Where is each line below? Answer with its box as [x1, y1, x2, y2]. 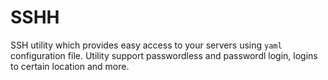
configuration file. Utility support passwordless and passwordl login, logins [10, 49, 318, 61]
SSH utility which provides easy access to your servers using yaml [10, 39, 283, 51]
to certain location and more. [10, 60, 130, 72]
